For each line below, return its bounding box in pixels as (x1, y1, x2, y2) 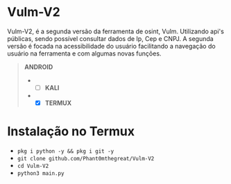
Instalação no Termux (7, 124, 135, 140)
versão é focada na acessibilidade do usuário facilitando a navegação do (7, 42, 216, 50)
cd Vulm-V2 (17, 162, 49, 169)
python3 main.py (17, 170, 65, 177)
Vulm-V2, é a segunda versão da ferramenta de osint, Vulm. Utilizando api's (7, 27, 224, 35)
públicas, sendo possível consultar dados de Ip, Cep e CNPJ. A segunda (7, 34, 214, 42)
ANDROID (24, 62, 53, 71)
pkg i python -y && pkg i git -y (17, 148, 114, 155)
